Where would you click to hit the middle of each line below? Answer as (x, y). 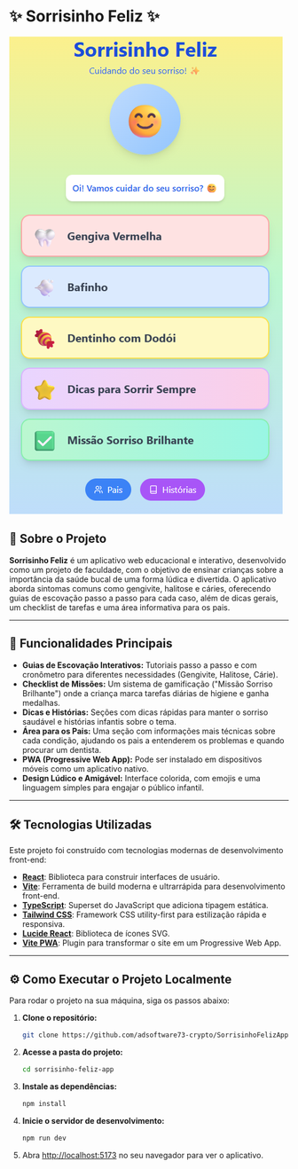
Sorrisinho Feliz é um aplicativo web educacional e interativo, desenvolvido (148, 560)
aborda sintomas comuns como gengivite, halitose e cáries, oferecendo (140, 588)
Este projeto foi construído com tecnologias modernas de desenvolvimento (146, 851)
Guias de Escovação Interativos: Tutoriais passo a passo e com (139, 665)
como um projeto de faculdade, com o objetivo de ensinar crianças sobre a (146, 569)
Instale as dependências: (69, 1086)
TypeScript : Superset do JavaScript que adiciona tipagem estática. (145, 906)
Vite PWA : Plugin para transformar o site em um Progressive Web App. (152, 943)
